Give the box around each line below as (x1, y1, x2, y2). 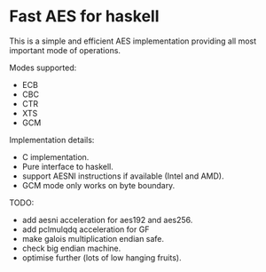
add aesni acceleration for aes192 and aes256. (21, 214, 193, 225)
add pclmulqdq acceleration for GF (21, 224, 150, 235)
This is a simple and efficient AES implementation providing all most (9, 36, 257, 46)
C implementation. (21, 151, 90, 162)
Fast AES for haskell (9, 6, 160, 27)
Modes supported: (9, 62, 77, 73)
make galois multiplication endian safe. (21, 233, 165, 244)
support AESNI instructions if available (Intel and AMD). (21, 171, 224, 181)
